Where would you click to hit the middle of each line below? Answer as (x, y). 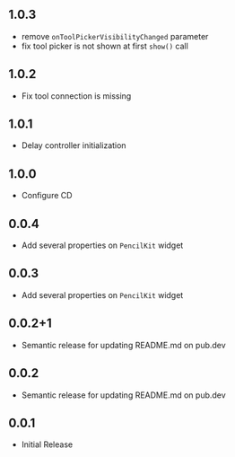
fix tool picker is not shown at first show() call (105, 46)
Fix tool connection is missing (76, 96)
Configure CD (47, 196)
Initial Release (47, 444)
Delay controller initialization (74, 145)
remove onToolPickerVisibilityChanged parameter (115, 36)
